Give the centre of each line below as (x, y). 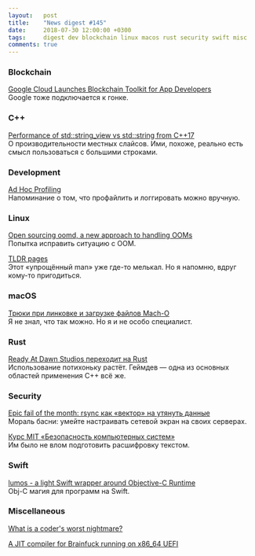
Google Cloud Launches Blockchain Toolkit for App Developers (110, 89)
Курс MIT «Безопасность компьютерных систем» (91, 436)
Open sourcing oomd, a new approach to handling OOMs (100, 235)
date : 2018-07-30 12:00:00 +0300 (70, 30)
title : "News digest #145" (58, 23)
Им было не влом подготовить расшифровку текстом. (99, 445)
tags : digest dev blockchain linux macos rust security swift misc (127, 37)
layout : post (33, 15)
